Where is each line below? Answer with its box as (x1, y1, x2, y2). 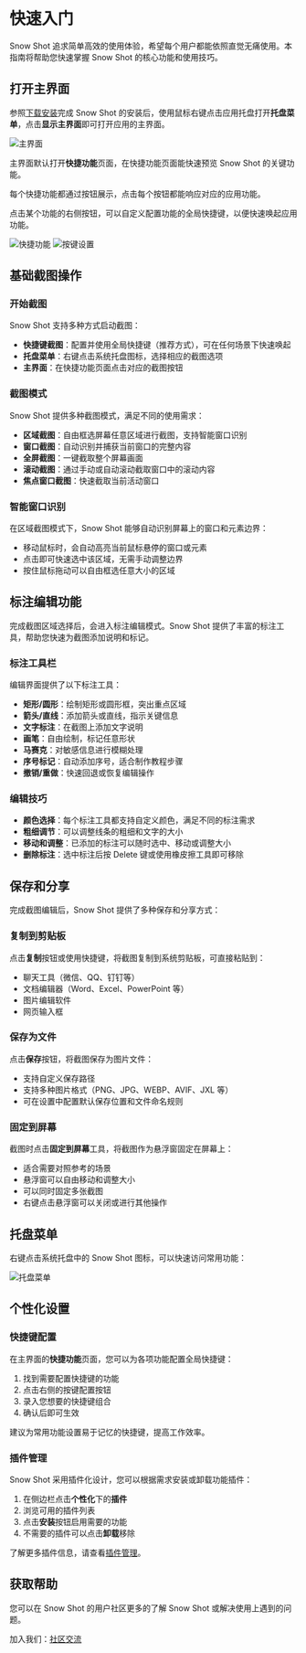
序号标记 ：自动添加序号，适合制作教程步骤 (22, 756, 184, 767)
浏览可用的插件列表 (22, 1505, 96, 1516)
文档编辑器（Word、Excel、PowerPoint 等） (22, 983, 189, 994)
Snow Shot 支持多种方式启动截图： (9, 320, 141, 331)
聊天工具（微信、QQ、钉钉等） (22, 971, 140, 983)
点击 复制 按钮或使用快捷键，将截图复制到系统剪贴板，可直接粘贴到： (9, 952, 266, 963)
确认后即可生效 (22, 1407, 79, 1418)
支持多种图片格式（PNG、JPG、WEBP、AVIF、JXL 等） (22, 1084, 234, 1095)
